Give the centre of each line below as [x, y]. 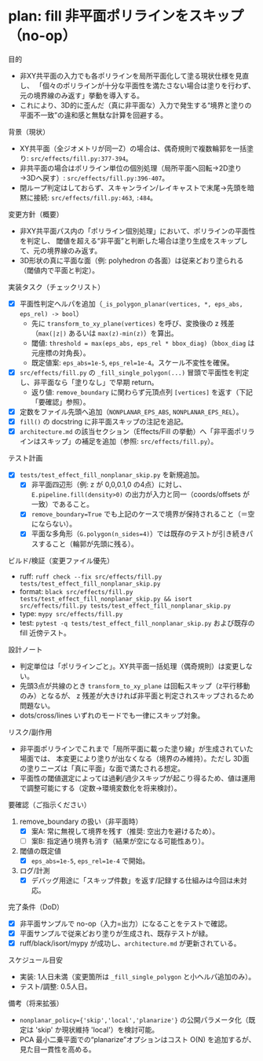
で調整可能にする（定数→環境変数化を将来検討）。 [100, 787]
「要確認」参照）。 [60, 402]
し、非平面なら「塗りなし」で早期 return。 [89, 383]
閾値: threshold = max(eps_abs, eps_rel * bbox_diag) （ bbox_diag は [143, 343]
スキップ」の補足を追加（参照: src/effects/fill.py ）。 [129, 442]
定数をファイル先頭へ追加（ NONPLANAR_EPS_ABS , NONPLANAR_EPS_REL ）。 [131, 412]
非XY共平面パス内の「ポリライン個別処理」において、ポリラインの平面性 [137, 231]
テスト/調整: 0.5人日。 [55, 986]
